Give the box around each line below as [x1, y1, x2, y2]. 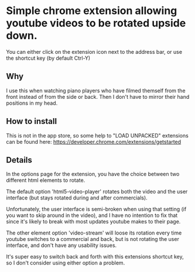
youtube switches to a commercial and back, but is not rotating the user [6, 236, 180, 243]
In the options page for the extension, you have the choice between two [6, 171, 180, 178]
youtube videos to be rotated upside [6, 16, 186, 30]
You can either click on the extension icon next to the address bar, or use [6, 48, 183, 55]
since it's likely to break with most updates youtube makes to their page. [6, 218, 181, 225]
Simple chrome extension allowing [6, 4, 177, 18]
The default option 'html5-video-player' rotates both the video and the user [6, 188, 188, 195]
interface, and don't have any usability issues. [6, 242, 117, 249]
